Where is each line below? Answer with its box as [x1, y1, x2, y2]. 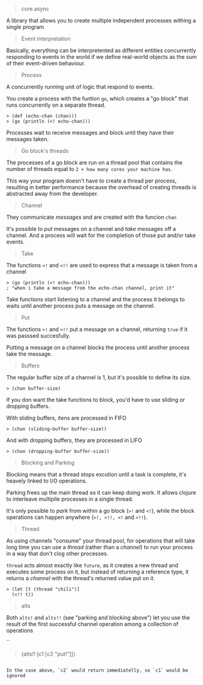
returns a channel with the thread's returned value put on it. [6, 575, 156, 581]
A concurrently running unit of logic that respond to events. [6, 83, 155, 90]
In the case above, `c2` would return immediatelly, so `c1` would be [6, 667, 188, 673]
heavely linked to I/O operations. [6, 477, 87, 484]
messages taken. [6, 136, 49, 142]
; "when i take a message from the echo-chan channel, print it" [6, 285, 175, 291]
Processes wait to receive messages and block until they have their [6, 129, 175, 136]
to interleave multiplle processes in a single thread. [6, 495, 133, 503]
